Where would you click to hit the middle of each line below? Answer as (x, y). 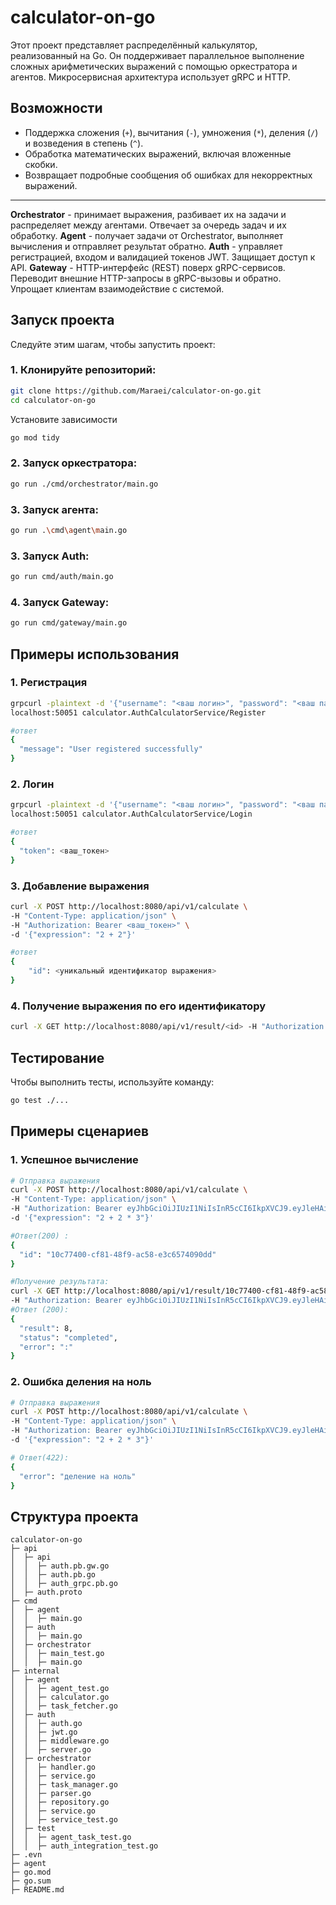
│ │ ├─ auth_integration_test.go (84, 1846)
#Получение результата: (60, 1282)
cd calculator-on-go (53, 400)
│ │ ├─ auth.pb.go (53, 1575)
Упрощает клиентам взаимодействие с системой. (117, 288)
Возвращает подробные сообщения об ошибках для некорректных (168, 175)
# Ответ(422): (40, 1457)
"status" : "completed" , (68, 1337)
